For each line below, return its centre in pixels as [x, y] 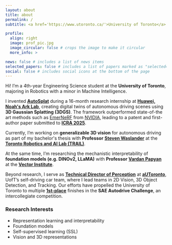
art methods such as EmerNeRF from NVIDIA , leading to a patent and [78, 118]
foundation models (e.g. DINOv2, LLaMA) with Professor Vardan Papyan [83, 159]
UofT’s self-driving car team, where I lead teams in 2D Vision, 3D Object [81, 180]
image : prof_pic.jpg [32, 43]
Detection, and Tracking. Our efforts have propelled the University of [78, 185]
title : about [19, 15]
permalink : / [19, 19]
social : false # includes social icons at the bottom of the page [78, 71]
